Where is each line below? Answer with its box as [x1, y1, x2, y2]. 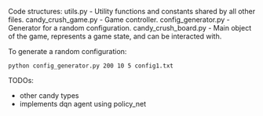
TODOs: [8, 76, 34, 85]
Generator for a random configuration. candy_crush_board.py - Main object [8, 24, 252, 32]
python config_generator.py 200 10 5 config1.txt [8, 62, 174, 70]
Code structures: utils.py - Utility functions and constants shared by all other [8, 7, 256, 16]
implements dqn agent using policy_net [19, 100, 147, 108]
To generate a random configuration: [8, 47, 127, 56]
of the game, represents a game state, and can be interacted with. [8, 31, 222, 41]
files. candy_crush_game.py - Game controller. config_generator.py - [8, 15, 230, 24]
